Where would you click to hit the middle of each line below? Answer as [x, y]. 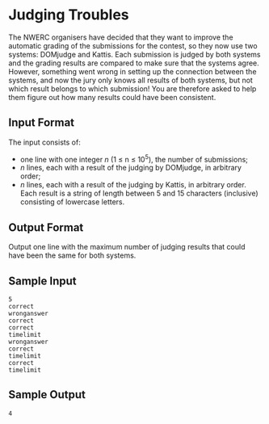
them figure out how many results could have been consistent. [112, 97]
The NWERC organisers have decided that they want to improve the [121, 37]
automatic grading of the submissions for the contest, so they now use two [133, 45]
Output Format [46, 227]
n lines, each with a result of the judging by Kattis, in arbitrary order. [133, 185]
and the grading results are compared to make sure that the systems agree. [134, 63]
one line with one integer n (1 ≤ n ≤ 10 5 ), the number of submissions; [134, 158]
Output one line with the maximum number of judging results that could [127, 247]
